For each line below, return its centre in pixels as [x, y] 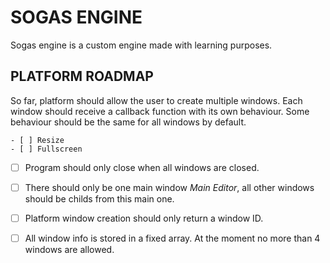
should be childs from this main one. [99, 198]
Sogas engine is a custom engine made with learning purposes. [141, 45]
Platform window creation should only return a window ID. [144, 218]
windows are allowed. [69, 249]
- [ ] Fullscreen [46, 149]
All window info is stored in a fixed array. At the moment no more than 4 [172, 238]
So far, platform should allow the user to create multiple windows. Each [156, 100]
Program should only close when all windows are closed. [142, 167]
